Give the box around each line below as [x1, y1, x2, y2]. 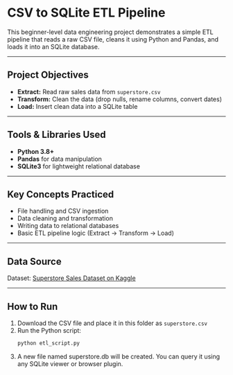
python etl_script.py [17, 340, 80, 347]
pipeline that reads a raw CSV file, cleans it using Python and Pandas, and [7, 35, 219, 43]
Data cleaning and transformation [17, 214, 113, 223]
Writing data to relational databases [17, 222, 119, 230]
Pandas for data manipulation [17, 155, 103, 163]
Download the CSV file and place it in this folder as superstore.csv [17, 319, 208, 327]
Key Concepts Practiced [7, 189, 114, 200]
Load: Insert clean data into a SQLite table [17, 102, 138, 110]
